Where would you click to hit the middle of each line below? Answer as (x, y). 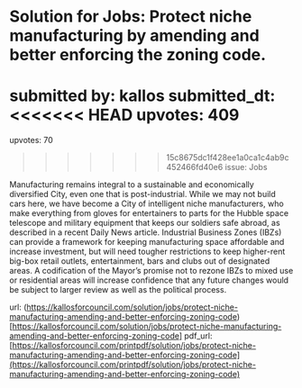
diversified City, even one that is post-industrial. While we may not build (143, 194)
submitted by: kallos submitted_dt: (142, 96)
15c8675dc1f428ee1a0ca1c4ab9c (228, 158)
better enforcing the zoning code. (138, 55)
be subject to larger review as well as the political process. (118, 290)
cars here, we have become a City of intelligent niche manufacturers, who (146, 203)
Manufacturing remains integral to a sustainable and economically (132, 185)
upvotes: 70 (32, 140)
